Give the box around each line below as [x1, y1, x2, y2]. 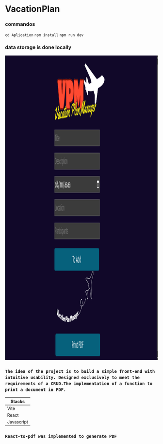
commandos [5, 21, 35, 28]
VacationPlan [5, 3, 60, 15]
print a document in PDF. [5, 386, 66, 392]
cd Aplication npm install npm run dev [5, 33, 84, 38]
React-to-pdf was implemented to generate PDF [5, 433, 117, 439]
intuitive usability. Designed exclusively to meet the [5, 374, 140, 380]
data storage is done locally [5, 44, 72, 51]
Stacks [10, 398, 25, 404]
